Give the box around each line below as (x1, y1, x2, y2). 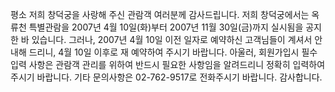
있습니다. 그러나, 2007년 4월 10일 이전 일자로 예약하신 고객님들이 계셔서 (31, 34, 313, 45)
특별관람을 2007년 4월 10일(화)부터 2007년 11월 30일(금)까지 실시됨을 (28, 21, 304, 33)
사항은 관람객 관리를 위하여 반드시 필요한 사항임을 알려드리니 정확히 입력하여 (28, 59, 326, 70)
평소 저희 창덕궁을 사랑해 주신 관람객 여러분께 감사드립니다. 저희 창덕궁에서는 (10, 9, 310, 20)
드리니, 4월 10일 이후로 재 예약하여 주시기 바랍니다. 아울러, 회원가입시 (28, 46, 300, 58)
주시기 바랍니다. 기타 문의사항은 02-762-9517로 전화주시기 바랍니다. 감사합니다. (10, 71, 323, 83)
